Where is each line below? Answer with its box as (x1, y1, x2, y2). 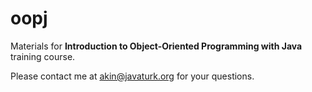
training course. (10, 50, 76, 62)
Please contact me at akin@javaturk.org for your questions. (10, 70, 255, 82)
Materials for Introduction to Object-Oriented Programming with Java (10, 40, 303, 52)
